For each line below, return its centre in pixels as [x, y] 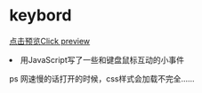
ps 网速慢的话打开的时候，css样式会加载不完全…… [102, 78]
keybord [40, 15]
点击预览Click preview [50, 41]
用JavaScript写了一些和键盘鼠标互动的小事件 [103, 59]
